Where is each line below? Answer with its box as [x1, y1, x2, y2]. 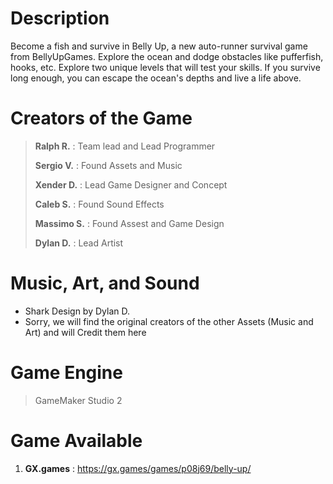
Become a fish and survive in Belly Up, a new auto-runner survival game [10, 40, 308, 52]
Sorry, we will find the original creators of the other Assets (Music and [24, 315, 314, 327]
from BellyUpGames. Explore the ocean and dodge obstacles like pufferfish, [10, 50, 324, 62]
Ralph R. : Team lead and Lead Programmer [34, 140, 216, 152]
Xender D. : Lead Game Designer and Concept [34, 178, 228, 191]
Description [10, 7, 110, 30]
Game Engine [10, 362, 123, 384]
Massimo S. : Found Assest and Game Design [34, 217, 225, 229]
